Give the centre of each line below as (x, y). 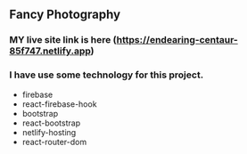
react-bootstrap (51, 123)
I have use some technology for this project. (107, 75)
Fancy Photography (65, 15)
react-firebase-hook (59, 104)
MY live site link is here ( (63, 40)
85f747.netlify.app (50, 51)
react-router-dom (54, 142)
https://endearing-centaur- (177, 40)
